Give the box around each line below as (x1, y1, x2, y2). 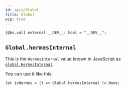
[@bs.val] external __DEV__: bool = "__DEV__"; (5, 30, 107, 35)
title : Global (5, 12, 35, 17)
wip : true (5, 16, 26, 21)
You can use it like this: (5, 71, 53, 77)
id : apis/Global (5, 7, 39, 12)
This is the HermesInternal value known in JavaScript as (5, 56, 121, 62)
